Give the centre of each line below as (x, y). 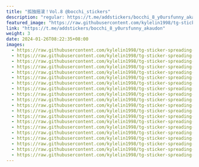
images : (16, 45)
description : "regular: (36, 17)
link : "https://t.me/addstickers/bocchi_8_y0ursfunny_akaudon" (86, 28)
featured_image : (26, 23)
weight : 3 (18, 34)
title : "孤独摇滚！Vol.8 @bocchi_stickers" (58, 12)
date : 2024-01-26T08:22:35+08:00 (47, 39)
